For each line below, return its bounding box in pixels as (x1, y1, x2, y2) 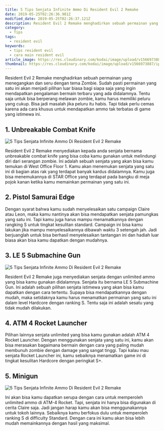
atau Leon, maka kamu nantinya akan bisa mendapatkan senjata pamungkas (5, 211, 159, 217)
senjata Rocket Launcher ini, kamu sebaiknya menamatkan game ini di (5, 352, 146, 359)
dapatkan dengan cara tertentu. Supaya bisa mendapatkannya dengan (5, 289, 147, 295)
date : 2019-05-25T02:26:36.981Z (5, 12, 71, 17)
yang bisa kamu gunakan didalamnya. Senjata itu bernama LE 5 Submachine (5, 279, 159, 285)
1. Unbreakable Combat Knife (5, 125, 96, 134)
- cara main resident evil (9, 52, 64, 58)
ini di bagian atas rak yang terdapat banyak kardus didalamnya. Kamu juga (5, 168, 155, 174)
